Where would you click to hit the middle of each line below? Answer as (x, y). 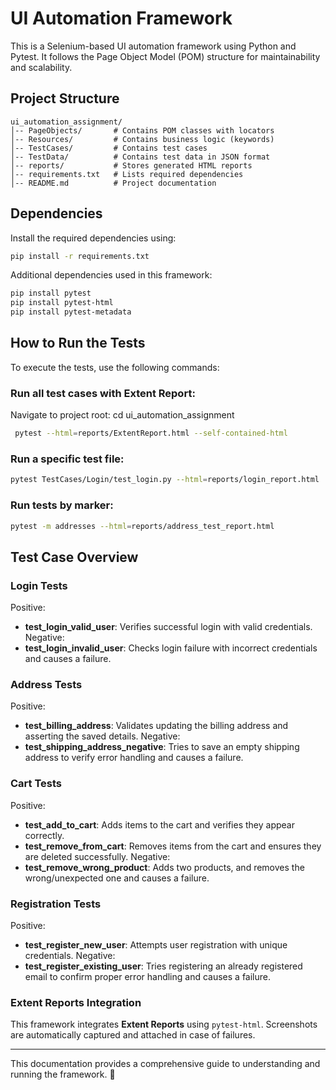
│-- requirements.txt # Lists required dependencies (127, 174)
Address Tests (46, 684)
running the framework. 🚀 (63, 1074)
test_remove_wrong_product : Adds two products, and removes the (164, 867)
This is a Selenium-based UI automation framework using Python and (153, 46)
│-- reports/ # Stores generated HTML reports (131, 165)
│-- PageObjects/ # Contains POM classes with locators (142, 130)
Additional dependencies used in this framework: (111, 275)
